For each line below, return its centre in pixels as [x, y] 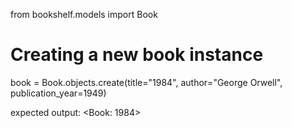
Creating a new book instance [137, 55]
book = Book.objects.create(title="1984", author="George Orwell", [146, 82]
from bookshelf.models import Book [84, 14]
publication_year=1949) [58, 93]
